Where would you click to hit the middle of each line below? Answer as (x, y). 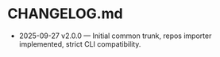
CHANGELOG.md (66, 14)
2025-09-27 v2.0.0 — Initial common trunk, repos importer (115, 36)
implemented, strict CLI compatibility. (80, 44)
